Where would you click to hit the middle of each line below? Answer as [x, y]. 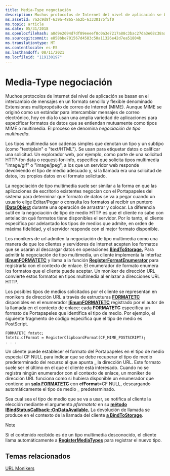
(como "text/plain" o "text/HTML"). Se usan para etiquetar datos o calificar [83, 149]
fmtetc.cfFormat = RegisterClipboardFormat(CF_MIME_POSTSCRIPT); [75, 338]
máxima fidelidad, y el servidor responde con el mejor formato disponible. [82, 229]
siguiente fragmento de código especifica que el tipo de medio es [74, 319]
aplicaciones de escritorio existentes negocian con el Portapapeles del [79, 191]
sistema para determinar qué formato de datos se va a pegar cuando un [80, 197]
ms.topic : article [25, 24]
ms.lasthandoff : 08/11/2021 [35, 52]
